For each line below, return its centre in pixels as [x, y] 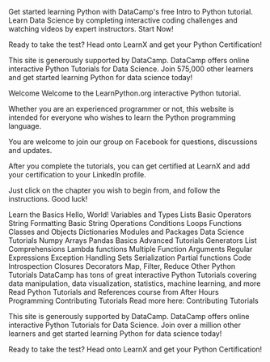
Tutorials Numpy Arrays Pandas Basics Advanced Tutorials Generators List [133, 241]
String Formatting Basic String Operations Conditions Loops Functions [125, 223]
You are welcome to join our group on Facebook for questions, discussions [133, 142]
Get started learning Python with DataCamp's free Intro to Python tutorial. [131, 12]
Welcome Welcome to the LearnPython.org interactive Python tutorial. [125, 93]
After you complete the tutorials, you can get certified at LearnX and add [129, 166]
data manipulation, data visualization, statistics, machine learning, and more [135, 283]
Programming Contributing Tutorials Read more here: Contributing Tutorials [133, 300]
